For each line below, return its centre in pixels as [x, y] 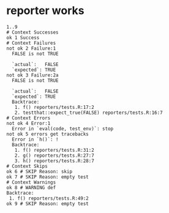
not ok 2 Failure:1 [31, 48]
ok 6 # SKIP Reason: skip [39, 171]
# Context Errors [28, 118]
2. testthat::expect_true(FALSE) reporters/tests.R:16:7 [89, 113]
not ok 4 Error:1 [28, 123]
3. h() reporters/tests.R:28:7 [54, 161]
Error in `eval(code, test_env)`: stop [63, 129]
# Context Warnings [31, 182]
